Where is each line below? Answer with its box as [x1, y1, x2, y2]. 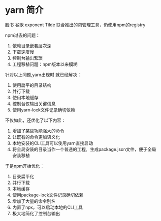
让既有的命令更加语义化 [12, 134, 60, 140]
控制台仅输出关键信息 [12, 101, 56, 107]
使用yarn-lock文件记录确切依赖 [12, 107, 75, 112]
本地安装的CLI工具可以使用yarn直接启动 [12, 140, 94, 146]
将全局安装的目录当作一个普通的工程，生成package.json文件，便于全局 [12, 146, 157, 152]
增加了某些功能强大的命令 [12, 128, 64, 134]
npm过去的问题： [5, 32, 40, 38]
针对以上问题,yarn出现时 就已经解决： [5, 72, 82, 77]
